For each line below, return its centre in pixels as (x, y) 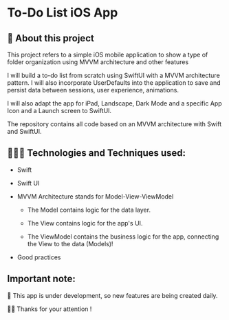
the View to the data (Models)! (70, 243)
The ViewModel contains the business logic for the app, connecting (123, 237)
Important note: (41, 279)
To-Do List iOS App (63, 13)
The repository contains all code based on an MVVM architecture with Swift (115, 124)
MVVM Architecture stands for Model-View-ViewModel (95, 196)
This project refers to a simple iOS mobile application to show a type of (108, 54)
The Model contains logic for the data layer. (89, 210)
